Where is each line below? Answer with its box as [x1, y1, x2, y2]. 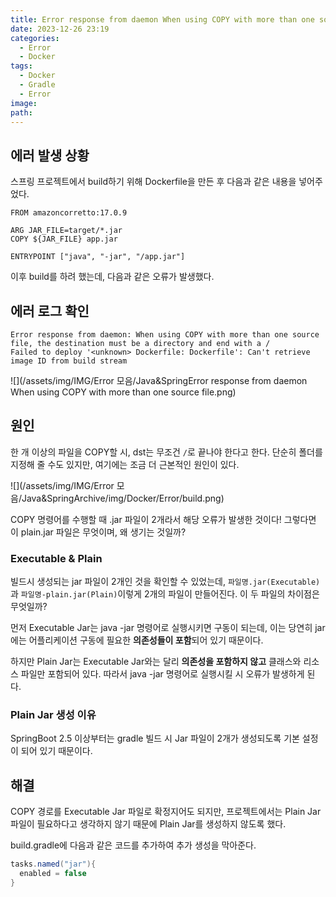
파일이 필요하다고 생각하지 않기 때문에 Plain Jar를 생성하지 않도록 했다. [10, 818, 287, 830]
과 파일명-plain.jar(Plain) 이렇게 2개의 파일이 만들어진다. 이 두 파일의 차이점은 [10, 588, 320, 600]
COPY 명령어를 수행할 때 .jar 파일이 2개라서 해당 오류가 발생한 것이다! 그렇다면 [10, 513, 317, 525]
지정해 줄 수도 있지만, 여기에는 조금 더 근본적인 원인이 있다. [10, 458, 240, 470]
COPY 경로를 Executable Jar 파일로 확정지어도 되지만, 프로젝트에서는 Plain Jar [10, 806, 322, 818]
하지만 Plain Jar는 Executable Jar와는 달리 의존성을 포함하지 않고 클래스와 [10, 656, 302, 668]
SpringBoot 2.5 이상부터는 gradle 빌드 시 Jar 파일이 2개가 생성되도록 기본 [10, 732, 300, 745]
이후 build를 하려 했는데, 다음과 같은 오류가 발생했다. [10, 271, 215, 283]
